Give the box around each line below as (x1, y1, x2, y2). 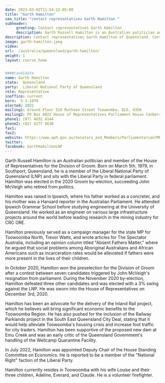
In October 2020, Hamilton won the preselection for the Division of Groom (5, 265, 155, 271)
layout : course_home (5, 58, 48, 63)
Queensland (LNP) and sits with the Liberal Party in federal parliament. (5, 174, 148, 179)
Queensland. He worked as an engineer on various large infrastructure (5, 209, 148, 215)
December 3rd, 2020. (5, 291, 49, 297)
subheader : (5, 21, 27, 26)
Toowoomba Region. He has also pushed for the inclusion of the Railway (5, 311, 152, 317)
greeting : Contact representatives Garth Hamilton (16, 26, 122, 31)
